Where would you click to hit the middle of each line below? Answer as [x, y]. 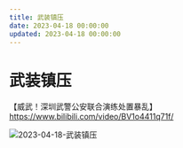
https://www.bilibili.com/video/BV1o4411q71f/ [91, 117]
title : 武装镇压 [36, 17]
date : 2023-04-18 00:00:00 [59, 26]
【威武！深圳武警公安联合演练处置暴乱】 [83, 106]
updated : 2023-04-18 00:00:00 [65, 34]
